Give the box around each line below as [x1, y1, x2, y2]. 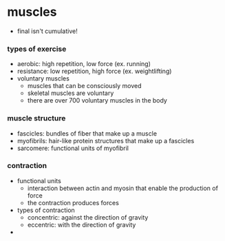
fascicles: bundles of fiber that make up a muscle [17, 129, 157, 138]
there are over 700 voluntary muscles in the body [27, 96, 167, 105]
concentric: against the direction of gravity [27, 213, 149, 221]
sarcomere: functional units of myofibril [17, 144, 129, 152]
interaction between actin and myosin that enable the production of [27, 184, 219, 192]
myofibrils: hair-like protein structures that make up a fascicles [17, 136, 195, 145]
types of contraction [17, 206, 76, 214]
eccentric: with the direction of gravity [27, 220, 136, 229]
